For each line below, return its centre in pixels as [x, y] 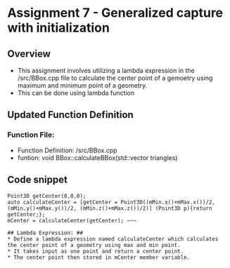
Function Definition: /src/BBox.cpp [67, 150]
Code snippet [38, 180]
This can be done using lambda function [76, 93]
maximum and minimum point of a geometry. [82, 85]
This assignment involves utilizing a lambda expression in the [106, 71]
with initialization [59, 28]
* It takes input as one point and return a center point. [96, 251]
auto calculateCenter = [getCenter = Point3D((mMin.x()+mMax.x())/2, [111, 202]
